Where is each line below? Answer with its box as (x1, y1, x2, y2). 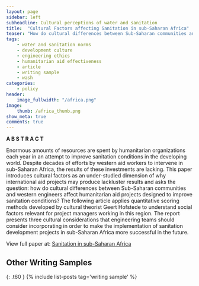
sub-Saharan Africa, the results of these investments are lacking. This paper (6, 166, 192, 173)
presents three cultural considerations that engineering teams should (6, 216, 175, 223)
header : (6, 91, 25, 97)
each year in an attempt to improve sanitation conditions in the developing (6, 153, 187, 160)
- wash (17, 75, 33, 81)
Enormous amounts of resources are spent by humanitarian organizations (6, 147, 185, 154)
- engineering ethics (17, 53, 70, 59)
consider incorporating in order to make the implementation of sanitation (6, 223, 184, 230)
